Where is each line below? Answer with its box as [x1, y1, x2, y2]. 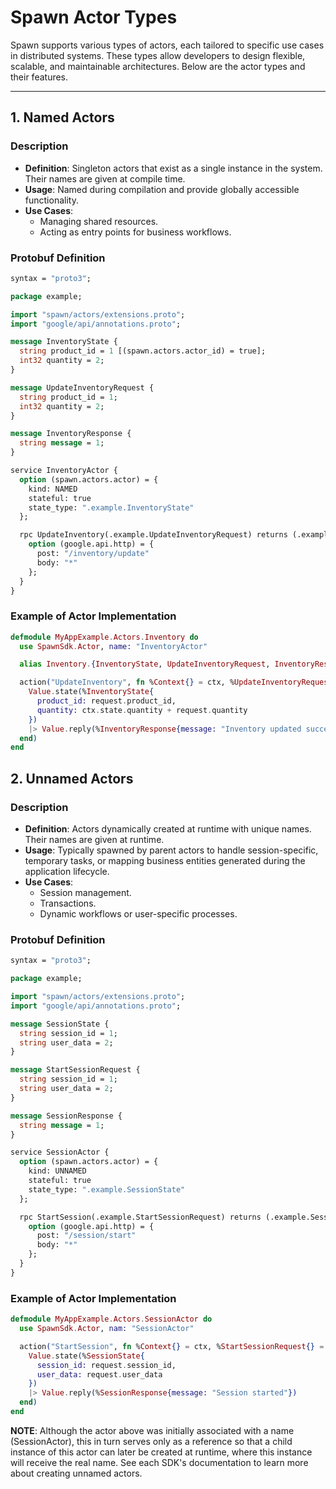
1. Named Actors [10, 109, 115, 126]
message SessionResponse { [10, 1111, 123, 1121]
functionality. [24, 194, 79, 206]
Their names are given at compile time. [24, 172, 186, 185]
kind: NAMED [28, 484, 78, 494]
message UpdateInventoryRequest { [10, 382, 155, 393]
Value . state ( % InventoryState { [28, 687, 155, 697]
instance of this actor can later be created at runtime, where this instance [10, 1446, 313, 1458]
